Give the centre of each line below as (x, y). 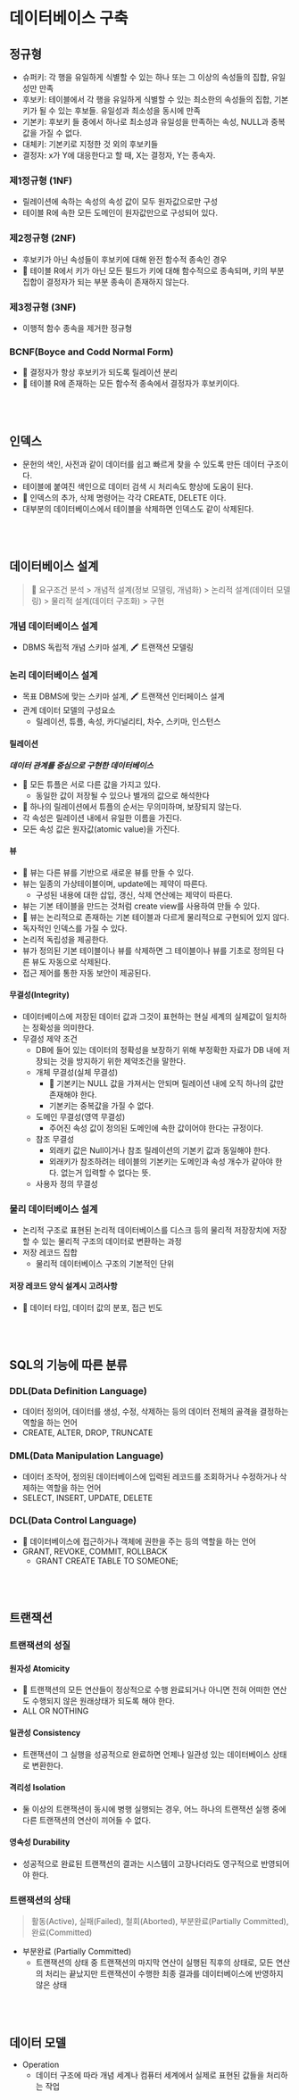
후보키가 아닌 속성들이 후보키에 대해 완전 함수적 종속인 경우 (125, 259)
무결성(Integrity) (39, 995)
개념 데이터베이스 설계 (54, 626)
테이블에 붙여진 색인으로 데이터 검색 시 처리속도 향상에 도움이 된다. (137, 486)
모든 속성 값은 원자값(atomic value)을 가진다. (101, 829)
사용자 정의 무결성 (66, 1184)
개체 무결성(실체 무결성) (77, 1073)
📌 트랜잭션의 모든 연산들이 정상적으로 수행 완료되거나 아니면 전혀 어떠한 (146, 1690)
